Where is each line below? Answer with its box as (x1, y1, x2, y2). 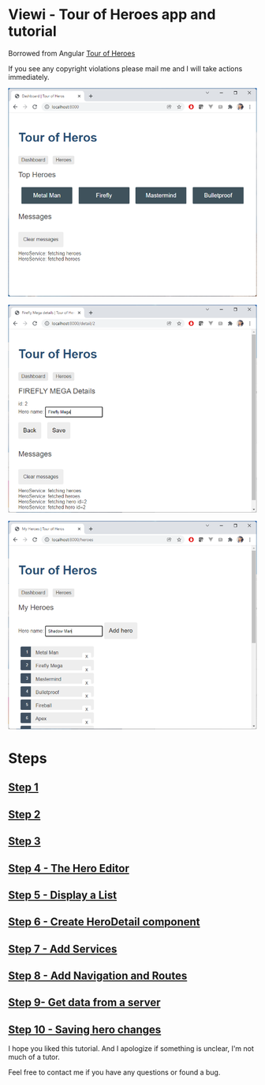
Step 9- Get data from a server (8, 996, 161, 1010)
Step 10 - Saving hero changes (8, 1022, 162, 1036)
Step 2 (8, 807, 41, 821)
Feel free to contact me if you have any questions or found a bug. (8, 1068, 221, 1077)
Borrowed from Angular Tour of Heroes (8, 48, 136, 58)
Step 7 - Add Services (8, 942, 118, 955)
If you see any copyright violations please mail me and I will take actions (8, 63, 243, 73)
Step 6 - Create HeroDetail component (8, 916, 200, 929)
